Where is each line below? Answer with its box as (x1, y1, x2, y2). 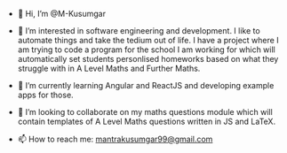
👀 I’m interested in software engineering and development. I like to (17, 26, 260, 35)
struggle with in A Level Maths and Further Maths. (17, 63, 201, 73)
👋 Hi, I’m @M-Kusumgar (17, 9, 107, 19)
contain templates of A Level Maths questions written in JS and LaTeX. (17, 116, 276, 126)
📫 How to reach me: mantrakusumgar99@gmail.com (17, 134, 213, 144)
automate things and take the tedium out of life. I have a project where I (17, 35, 279, 45)
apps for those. (17, 89, 74, 100)
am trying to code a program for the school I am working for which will (17, 44, 275, 55)
